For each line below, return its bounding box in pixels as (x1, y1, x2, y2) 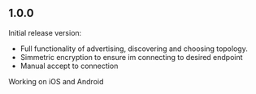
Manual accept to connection (20, 61, 119, 70)
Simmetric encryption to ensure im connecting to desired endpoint (20, 52, 243, 62)
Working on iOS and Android (8, 76, 104, 86)
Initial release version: (8, 28, 82, 37)
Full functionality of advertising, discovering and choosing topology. (20, 44, 248, 53)
